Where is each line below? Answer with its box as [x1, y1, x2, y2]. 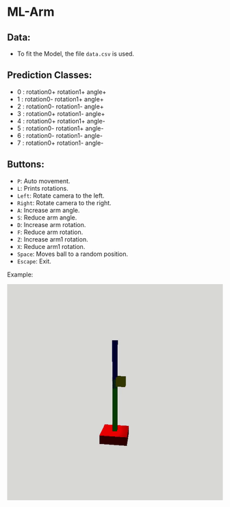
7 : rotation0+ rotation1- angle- [16, 139, 104, 147]
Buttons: [7, 158, 44, 170]
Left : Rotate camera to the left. [16, 191, 105, 200]
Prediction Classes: [7, 69, 92, 81]
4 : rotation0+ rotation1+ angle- [16, 117, 105, 125]
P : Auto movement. [16, 176, 71, 185]
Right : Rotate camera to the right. [16, 198, 112, 207]
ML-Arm [7, 4, 55, 20]
